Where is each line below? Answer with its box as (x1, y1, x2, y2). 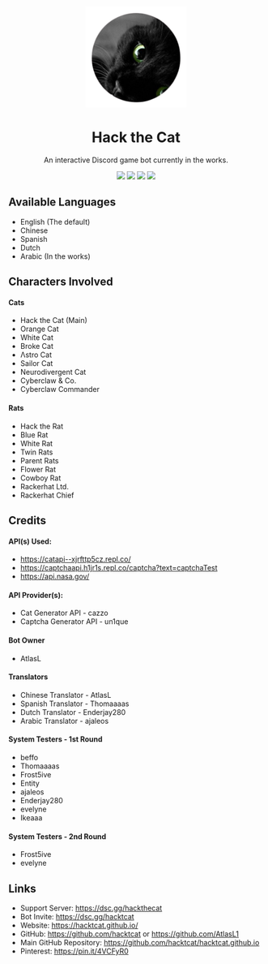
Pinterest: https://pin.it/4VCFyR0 (19, 946, 129, 956)
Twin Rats (19, 447, 53, 457)
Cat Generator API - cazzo (19, 608, 108, 618)
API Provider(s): (8, 590, 63, 600)
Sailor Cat (19, 359, 53, 368)
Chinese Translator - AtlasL (19, 690, 112, 699)
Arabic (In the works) (19, 251, 91, 261)
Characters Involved (8, 275, 113, 289)
